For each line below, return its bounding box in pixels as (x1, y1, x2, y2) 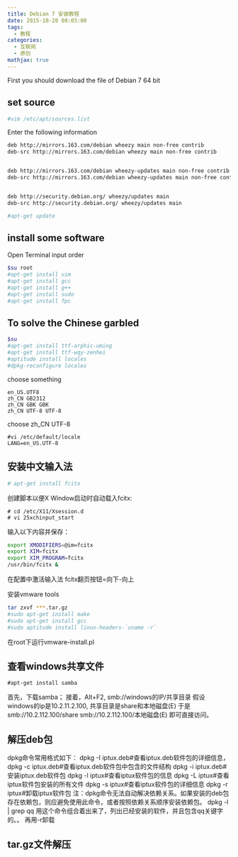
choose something (7, 375, 62, 383)
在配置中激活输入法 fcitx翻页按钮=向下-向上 (7, 575, 135, 583)
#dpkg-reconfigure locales (7, 362, 87, 369)
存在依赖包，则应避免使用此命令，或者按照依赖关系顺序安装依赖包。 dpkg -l (7, 798, 229, 807)
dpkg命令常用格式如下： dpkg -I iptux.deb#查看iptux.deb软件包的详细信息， (7, 754, 229, 762)
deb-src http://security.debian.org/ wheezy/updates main (7, 199, 182, 206)
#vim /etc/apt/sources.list (7, 115, 91, 123)
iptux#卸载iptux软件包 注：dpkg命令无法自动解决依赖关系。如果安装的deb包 (7, 789, 229, 797)
